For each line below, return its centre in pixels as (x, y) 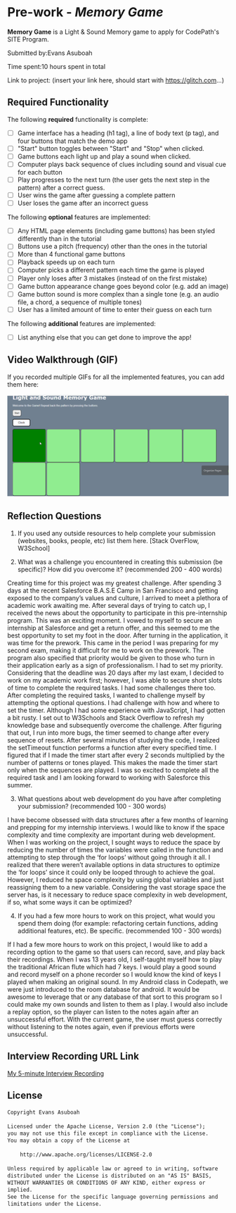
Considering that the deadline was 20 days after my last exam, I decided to (116, 673)
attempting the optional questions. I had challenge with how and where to (113, 702)
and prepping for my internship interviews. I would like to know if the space (116, 827)
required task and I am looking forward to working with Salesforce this (109, 777)
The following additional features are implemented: (81, 323)
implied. (20, 1190)
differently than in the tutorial (59, 239)
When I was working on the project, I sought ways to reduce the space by (114, 842)
